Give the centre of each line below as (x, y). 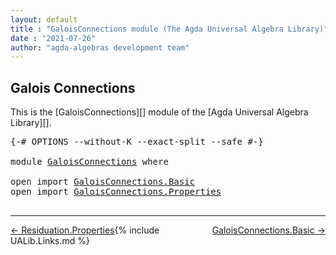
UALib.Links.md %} (50, 241)
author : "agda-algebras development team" (100, 47)
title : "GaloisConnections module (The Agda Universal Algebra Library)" (169, 29)
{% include (137, 230)
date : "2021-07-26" (53, 38)
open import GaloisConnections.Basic (103, 182)
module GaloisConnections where (89, 162)
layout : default (44, 19)
